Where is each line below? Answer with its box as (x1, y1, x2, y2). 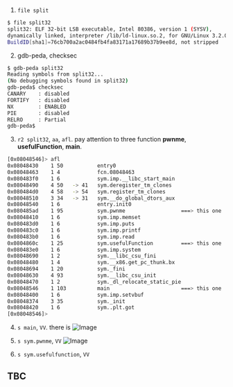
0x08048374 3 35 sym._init (7, 298, 126, 304)
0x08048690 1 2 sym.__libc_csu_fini (7, 252, 157, 259)
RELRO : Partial (7, 116, 67, 123)
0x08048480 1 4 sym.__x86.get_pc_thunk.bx (7, 259, 175, 266)
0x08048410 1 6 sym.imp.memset (7, 214, 141, 221)
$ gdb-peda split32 (7, 64, 64, 71)
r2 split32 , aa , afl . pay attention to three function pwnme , (17, 135, 187, 144)
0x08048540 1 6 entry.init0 (7, 201, 132, 208)
